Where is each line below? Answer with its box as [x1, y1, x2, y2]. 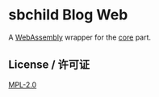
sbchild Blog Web [8, 6, 128, 24]
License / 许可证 [8, 58, 90, 72]
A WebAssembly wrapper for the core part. [8, 32, 152, 42]
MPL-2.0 [8, 79, 37, 90]
